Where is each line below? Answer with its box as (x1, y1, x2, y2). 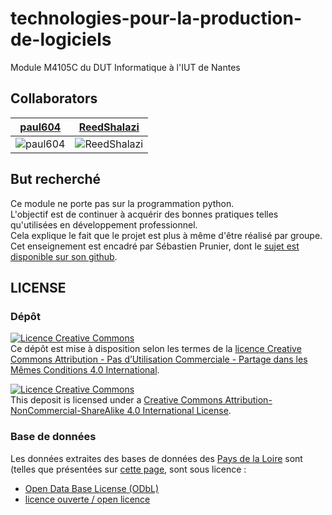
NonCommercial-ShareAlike (10, 405, 125, 417)
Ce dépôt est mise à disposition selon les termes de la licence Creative (10, 343, 302, 355)
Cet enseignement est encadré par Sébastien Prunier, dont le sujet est (10, 240, 300, 252)
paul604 (19, 120, 62, 134)
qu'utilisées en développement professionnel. (10, 218, 198, 231)
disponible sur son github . (10, 250, 118, 262)
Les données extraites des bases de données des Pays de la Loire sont (10, 452, 303, 464)
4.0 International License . (126, 405, 232, 417)
